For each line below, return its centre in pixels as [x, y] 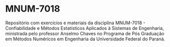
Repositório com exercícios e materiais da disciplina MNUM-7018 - [75, 23]
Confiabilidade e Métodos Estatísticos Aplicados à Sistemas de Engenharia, [85, 28]
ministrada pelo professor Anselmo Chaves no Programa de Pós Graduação [85, 33]
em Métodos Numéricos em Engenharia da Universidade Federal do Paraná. [85, 39]
